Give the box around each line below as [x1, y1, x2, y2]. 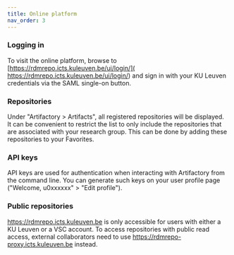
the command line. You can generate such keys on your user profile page [7, 176, 221, 184]
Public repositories [7, 201, 74, 211]
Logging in [7, 40, 44, 50]
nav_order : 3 [7, 17, 46, 24]
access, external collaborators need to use [7, 232, 132, 241]
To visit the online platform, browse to [7, 56, 118, 64]
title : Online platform [7, 10, 78, 18]
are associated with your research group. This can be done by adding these [7, 128, 228, 136]
